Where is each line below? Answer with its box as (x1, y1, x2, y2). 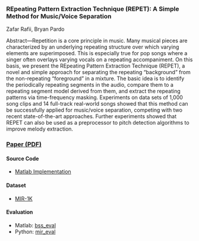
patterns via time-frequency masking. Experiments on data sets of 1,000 (6, 94, 183, 101)
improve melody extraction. (6, 125, 73, 132)
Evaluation (6, 208, 33, 215)
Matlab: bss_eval (14, 221, 56, 229)
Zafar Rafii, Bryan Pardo (6, 26, 65, 33)
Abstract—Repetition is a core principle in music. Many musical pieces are (6, 37, 188, 45)
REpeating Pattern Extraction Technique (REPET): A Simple (6, 5, 179, 13)
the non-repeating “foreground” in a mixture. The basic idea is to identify (6, 75, 185, 82)
